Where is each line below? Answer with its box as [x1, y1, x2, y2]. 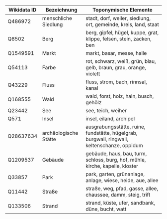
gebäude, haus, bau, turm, [85, 150, 147, 157]
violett [85, 70, 100, 77]
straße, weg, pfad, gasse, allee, [85, 185, 159, 192]
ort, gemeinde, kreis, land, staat [85, 21, 159, 28]
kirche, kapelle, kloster [85, 163, 138, 169]
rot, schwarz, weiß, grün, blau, [85, 58, 157, 64]
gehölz [85, 99, 102, 106]
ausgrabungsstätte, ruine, [85, 123, 146, 130]
